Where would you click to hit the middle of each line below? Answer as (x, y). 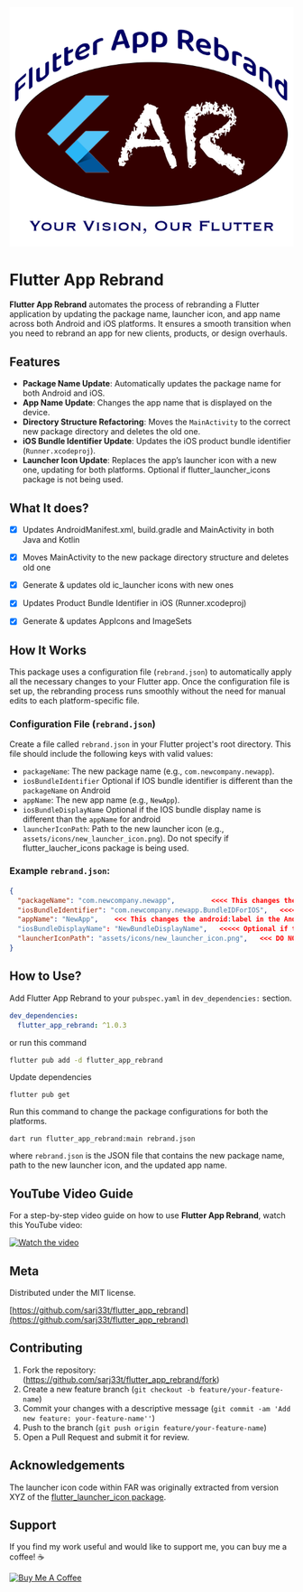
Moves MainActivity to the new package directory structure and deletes (156, 557)
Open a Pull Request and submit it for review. (106, 1437)
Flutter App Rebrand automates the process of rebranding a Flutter (134, 304)
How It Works (48, 650)
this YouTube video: (46, 1225)
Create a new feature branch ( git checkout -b (109, 1389)
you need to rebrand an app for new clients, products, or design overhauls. (148, 333)
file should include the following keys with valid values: (111, 753)
